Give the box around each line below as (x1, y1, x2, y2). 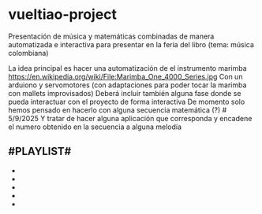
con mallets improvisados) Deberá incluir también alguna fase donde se (8, 88, 241, 98)
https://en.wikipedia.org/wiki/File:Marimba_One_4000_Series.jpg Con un (8, 72, 243, 81)
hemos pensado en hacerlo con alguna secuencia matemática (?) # (8, 105, 227, 115)
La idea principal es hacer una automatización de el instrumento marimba (8, 63, 247, 72)
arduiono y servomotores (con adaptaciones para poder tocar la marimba (8, 80, 247, 90)
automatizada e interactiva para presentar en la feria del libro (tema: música (8, 39, 255, 49)
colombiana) (8, 48, 49, 57)
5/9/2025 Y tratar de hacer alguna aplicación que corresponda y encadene (8, 113, 253, 123)
